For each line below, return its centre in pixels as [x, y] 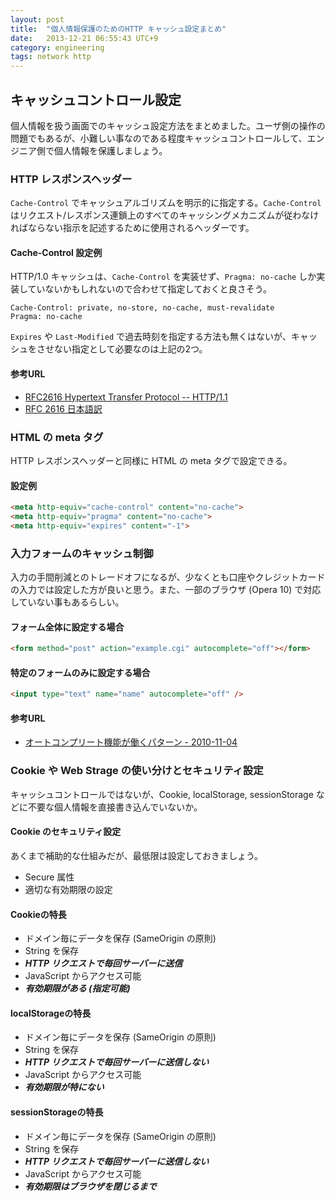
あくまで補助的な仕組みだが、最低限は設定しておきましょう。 [137, 855]
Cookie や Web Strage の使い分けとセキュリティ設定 [137, 771]
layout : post [37, 19]
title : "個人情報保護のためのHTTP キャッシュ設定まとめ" [118, 29]
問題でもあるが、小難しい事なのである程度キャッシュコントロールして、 [159, 138]
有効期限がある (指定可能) [77, 988]
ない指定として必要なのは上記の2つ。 [130, 349]
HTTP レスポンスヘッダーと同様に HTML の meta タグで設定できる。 [151, 460]
